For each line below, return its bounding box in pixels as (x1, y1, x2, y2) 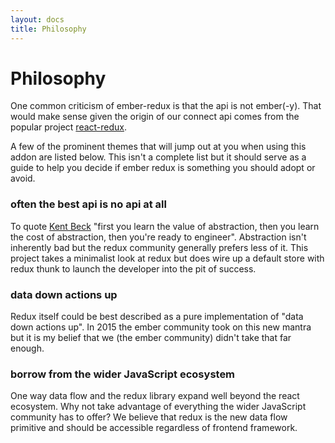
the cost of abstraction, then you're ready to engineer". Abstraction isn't (10, 231, 307, 243)
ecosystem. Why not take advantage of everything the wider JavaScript (10, 401, 307, 413)
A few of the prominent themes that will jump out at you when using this (10, 141, 307, 153)
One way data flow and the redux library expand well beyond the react (10, 390, 300, 402)
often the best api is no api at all (10, 197, 167, 211)
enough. (10, 342, 45, 355)
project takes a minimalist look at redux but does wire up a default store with (10, 252, 325, 264)
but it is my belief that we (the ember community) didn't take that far (10, 332, 292, 344)
